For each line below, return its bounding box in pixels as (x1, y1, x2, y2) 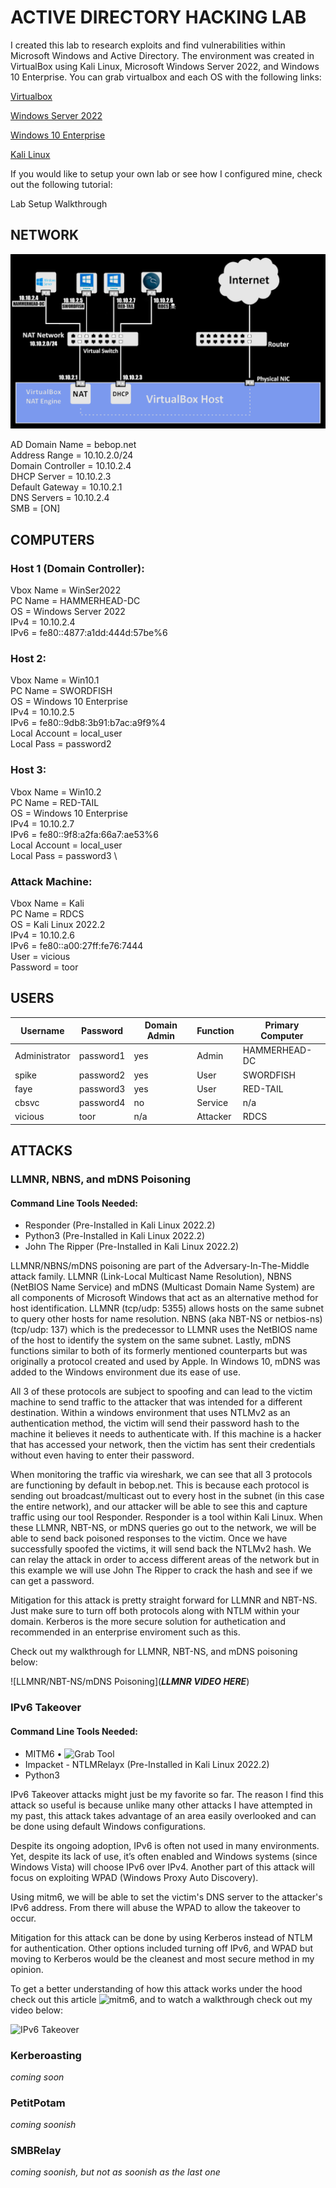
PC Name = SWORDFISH (10, 685, 113, 697)
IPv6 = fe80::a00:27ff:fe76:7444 (10, 939, 144, 951)
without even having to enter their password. (10, 1449, 195, 1461)
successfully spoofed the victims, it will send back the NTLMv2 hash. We (10, 1543, 312, 1555)
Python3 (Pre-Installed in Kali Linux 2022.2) (24, 1230, 206, 1242)
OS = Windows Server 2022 (10, 606, 126, 617)
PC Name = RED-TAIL (10, 796, 100, 808)
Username (20, 1024, 65, 1036)
